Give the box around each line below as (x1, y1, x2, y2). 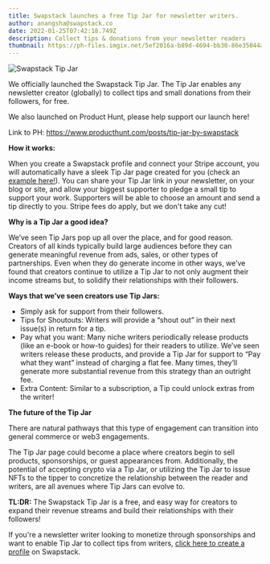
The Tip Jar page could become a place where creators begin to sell (8, 447, 235, 457)
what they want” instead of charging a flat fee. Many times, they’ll (19, 358, 238, 368)
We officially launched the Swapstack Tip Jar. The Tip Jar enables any (8, 80, 241, 89)
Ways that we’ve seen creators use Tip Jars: (8, 291, 160, 301)
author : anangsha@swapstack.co (8, 19, 113, 27)
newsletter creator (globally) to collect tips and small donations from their (8, 88, 252, 97)
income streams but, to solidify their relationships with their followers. (8, 275, 239, 286)
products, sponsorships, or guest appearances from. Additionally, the (8, 456, 239, 466)
